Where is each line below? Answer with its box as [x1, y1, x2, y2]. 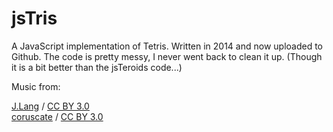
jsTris [11, 7, 58, 30]
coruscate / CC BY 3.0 [11, 110, 104, 122]
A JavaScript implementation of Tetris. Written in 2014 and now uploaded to [11, 40, 324, 52]
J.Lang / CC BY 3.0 [11, 100, 90, 112]
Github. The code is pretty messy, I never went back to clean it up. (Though [11, 50, 323, 62]
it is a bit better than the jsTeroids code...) [11, 61, 183, 73]
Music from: [11, 80, 61, 92]
